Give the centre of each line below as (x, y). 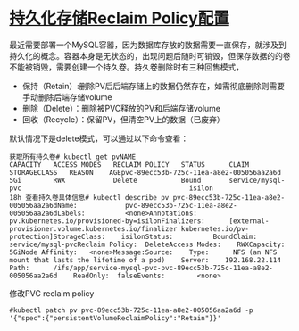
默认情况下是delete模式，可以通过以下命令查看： (99, 138)
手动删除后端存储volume (67, 97)
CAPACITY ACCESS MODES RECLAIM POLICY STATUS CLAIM (129, 165)
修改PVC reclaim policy (52, 293)
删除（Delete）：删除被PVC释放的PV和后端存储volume (121, 108)
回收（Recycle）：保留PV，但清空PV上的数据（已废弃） (123, 119)
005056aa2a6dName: (43, 205)
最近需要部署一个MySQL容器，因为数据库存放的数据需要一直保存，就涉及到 (148, 45)
